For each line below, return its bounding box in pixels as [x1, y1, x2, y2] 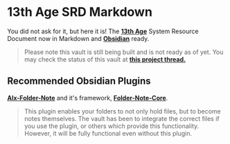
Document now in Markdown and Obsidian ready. [7, 34, 150, 42]
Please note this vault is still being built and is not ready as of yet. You [24, 48, 224, 56]
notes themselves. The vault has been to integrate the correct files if [24, 114, 220, 123]
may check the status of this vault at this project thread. [24, 55, 186, 63]
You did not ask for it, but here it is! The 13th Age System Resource [7, 27, 199, 35]
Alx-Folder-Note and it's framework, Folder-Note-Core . [7, 93, 168, 102]
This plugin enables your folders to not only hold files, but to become [24, 107, 222, 115]
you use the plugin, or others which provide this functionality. [24, 122, 200, 130]
